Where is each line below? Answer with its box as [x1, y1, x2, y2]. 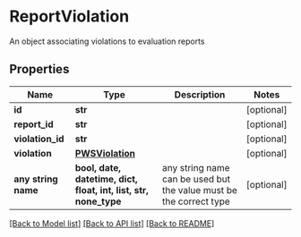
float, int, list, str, [74, 183, 150, 196]
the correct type [162, 195, 230, 207]
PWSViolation [74, 147, 136, 159]
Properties [9, 62, 70, 77]
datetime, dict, [74, 173, 138, 185]
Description [174, 88, 226, 100]
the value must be [162, 183, 237, 196]
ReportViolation [9, 6, 130, 27]
